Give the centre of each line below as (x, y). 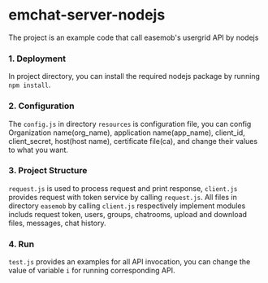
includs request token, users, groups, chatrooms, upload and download (128, 214)
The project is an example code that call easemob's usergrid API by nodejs (134, 37)
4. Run (22, 244)
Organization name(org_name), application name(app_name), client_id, (127, 133)
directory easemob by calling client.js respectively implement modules (127, 206)
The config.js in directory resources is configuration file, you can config (130, 124)
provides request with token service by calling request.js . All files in (123, 197)
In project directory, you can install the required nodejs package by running (134, 76)
